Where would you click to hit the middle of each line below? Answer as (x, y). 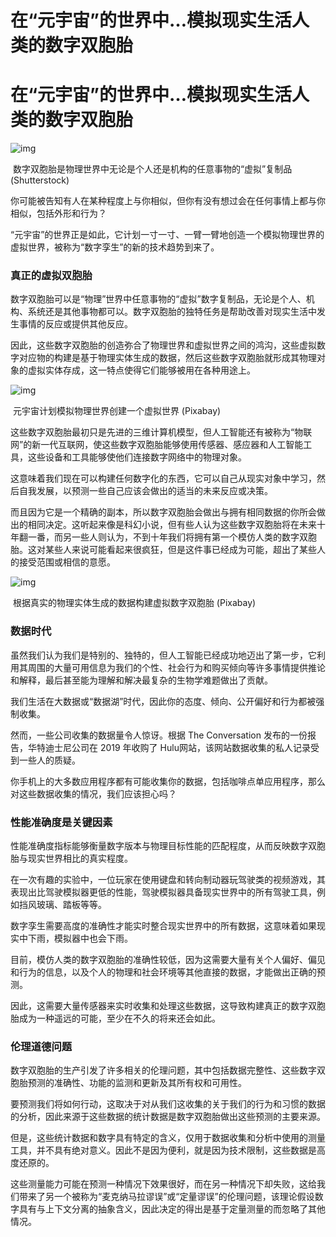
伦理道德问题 (41, 1046)
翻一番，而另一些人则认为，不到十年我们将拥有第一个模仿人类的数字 (159, 537)
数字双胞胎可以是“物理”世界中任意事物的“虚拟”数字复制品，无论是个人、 (158, 299)
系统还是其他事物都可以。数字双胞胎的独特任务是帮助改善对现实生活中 (172, 312)
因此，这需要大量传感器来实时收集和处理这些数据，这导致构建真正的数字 (159, 1006)
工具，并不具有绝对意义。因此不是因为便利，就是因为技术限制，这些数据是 (163, 1150)
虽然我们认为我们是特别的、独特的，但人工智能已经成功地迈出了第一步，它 (163, 655)
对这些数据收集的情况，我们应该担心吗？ (93, 793)
